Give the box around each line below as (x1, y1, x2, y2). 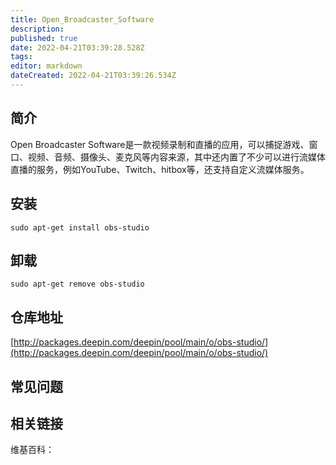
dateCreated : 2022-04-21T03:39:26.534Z (10, 71, 177, 81)
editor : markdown (10, 61, 83, 71)
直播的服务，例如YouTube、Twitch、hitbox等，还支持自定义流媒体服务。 (10, 163, 310, 175)
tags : (10, 52, 33, 62)
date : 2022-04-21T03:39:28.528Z (10, 42, 145, 53)
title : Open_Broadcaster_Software (10, 14, 155, 25)
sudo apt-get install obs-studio (10, 222, 150, 233)
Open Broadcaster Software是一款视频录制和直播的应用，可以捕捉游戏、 (10, 138, 310, 150)
